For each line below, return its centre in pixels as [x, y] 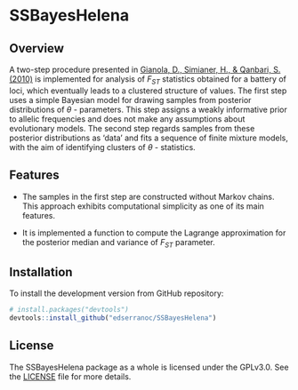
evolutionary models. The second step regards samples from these [132, 128]
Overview [37, 48]
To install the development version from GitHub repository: [117, 293]
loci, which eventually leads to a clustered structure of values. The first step [148, 91]
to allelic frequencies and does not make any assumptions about [127, 119]
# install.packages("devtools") [69, 310]
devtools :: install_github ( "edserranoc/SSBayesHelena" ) [113, 318]
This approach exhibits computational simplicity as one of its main [143, 206]
